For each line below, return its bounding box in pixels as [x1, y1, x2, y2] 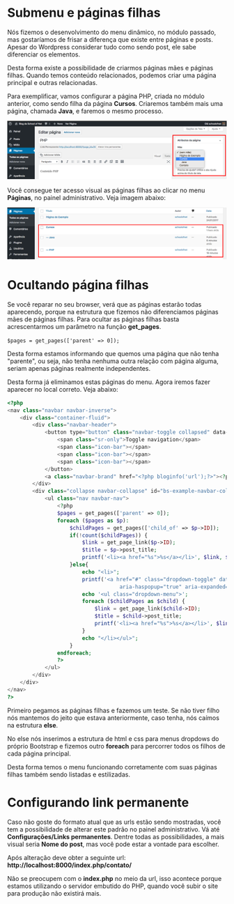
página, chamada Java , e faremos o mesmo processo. [7, 107, 164, 115]
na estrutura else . [7, 721, 58, 729]
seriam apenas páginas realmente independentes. [7, 364, 151, 372]
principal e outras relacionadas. [7, 78, 97, 86]
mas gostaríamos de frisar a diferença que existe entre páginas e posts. [7, 35, 214, 43]
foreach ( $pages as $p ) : [56, 517, 130, 524]
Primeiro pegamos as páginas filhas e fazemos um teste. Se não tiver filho [7, 706, 220, 714]
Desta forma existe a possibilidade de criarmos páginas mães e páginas [7, 63, 214, 72]
